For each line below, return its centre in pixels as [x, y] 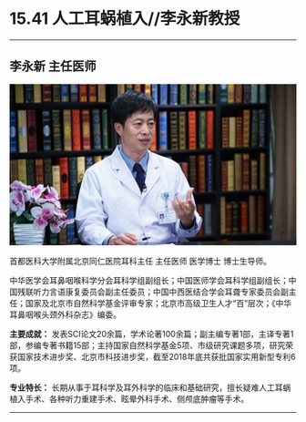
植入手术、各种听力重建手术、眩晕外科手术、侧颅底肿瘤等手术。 [129, 399]
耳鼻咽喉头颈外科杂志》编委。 [65, 314]
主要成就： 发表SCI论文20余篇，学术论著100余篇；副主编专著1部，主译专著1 [152, 335]
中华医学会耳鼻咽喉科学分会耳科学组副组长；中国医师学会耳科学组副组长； [149, 281]
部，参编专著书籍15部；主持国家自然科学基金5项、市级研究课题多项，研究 [148, 345]
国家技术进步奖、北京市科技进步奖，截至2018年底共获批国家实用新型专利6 [156, 357]
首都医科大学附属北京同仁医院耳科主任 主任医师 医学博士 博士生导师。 [140, 262]
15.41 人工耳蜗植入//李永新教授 [125, 19]
